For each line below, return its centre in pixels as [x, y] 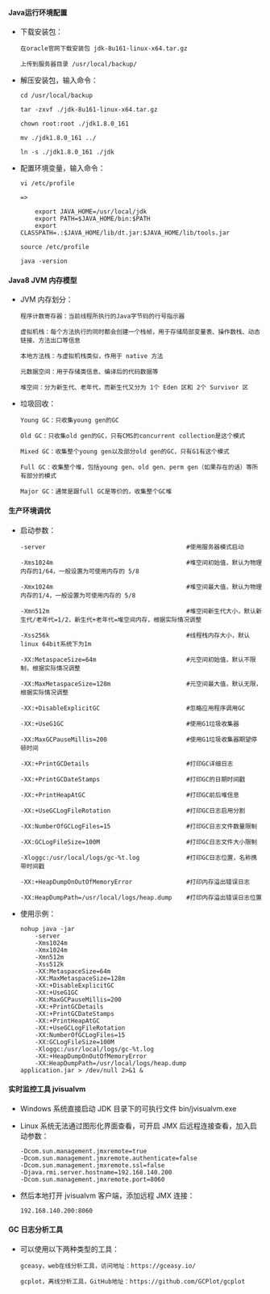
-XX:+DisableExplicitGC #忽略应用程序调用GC [133, 708]
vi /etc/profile [47, 183]
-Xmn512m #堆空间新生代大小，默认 [138, 611]
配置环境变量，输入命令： [62, 168]
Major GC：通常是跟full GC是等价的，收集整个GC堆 [96, 492]
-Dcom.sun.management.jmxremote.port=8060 [92, 1179]
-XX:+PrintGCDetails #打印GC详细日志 [127, 764]
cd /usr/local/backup [56, 96]
